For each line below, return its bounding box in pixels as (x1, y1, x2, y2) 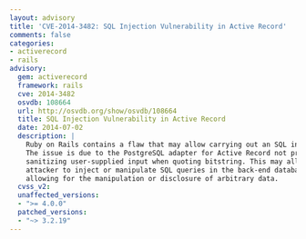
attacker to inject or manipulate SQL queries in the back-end (25, 165, 271, 174)
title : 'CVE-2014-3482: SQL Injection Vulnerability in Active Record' (9, 22, 287, 31)
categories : (9, 38, 55, 48)
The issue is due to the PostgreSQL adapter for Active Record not (25, 148, 287, 157)
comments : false (9, 30, 71, 39)
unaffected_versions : (17, 191, 100, 200)
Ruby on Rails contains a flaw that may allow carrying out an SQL (25, 140, 287, 149)
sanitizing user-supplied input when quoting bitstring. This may (25, 156, 283, 166)
